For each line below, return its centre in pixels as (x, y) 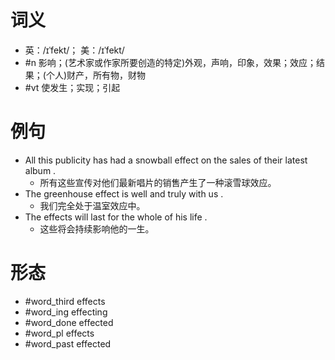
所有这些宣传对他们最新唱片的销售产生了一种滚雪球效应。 (158, 182)
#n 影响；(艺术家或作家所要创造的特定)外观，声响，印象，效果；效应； (170, 62)
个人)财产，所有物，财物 (96, 75)
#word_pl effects (59, 333)
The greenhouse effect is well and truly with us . (124, 193)
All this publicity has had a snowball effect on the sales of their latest (166, 160)
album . (40, 170)
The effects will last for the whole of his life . (116, 217)
